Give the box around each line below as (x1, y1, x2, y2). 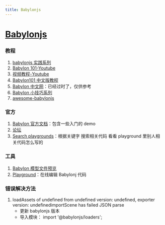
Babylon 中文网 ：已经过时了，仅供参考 (12, 83, 92, 89)
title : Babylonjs (5, 7, 41, 12)
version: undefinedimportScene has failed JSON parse (12, 202, 124, 208)
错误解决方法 (5, 185, 36, 192)
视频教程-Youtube (12, 71, 49, 77)
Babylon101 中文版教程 (12, 77, 59, 83)
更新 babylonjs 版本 (19, 208, 60, 214)
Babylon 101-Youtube (12, 65, 56, 71)
